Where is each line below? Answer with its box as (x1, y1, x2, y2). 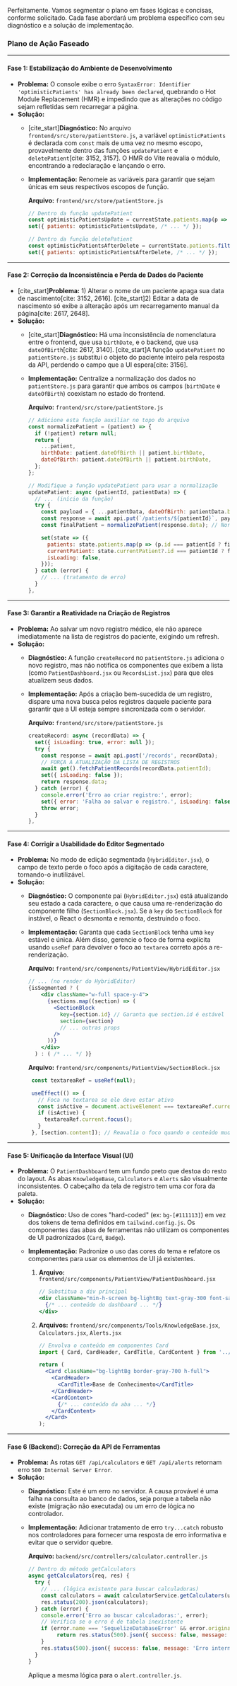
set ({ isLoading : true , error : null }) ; (34, 739, 155, 746)
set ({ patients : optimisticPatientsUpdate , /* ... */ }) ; (28, 223, 202, 230)
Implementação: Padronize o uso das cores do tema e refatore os (28, 1247, 221, 1255)
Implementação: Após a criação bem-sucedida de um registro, (28, 690, 213, 698)
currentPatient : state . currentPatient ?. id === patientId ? (47, 547, 224, 554)
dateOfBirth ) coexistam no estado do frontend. (28, 389, 166, 397)
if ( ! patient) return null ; (34, 430, 118, 437)
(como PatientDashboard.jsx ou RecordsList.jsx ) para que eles (28, 668, 214, 677)
